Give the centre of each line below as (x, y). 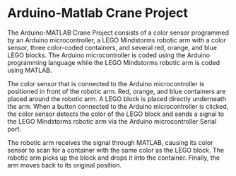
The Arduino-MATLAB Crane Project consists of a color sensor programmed (118, 33)
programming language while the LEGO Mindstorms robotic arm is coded (114, 62)
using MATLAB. (30, 70)
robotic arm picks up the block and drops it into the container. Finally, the (114, 158)
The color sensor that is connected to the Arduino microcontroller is (106, 83)
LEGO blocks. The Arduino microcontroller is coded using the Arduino (109, 55)
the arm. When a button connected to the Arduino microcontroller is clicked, (118, 106)
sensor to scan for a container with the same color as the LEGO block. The (116, 150)
